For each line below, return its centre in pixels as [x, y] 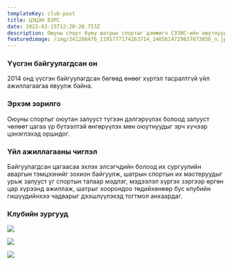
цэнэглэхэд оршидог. [39, 134]
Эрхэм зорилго [34, 104]
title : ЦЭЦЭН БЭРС [33, 20]
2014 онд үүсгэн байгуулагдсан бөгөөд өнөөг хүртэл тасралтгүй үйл [109, 79]
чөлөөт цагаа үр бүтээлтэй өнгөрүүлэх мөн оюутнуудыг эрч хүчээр [107, 126]
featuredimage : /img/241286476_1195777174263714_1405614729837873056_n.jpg [118, 39]
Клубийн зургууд [38, 214]
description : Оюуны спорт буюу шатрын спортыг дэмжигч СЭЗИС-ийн [103, 33]
